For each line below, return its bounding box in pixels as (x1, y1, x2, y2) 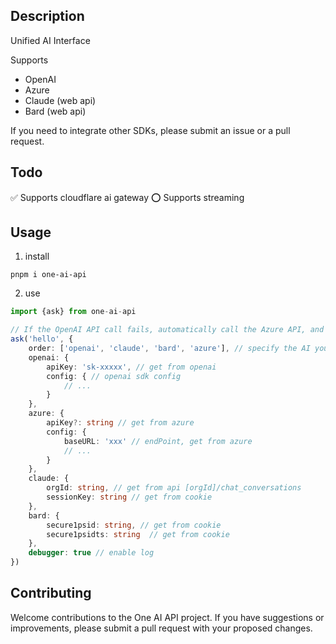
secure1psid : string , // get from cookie (46, 520, 222, 530)
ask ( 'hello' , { (10, 334, 74, 344)
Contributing (10, 585, 92, 602)
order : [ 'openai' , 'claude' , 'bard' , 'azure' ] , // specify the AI (28, 344, 311, 354)
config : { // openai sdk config (46, 371, 182, 381)
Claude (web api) (24, 94, 97, 106)
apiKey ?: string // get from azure (46, 418, 195, 428)
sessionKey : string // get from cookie (46, 492, 213, 503)
